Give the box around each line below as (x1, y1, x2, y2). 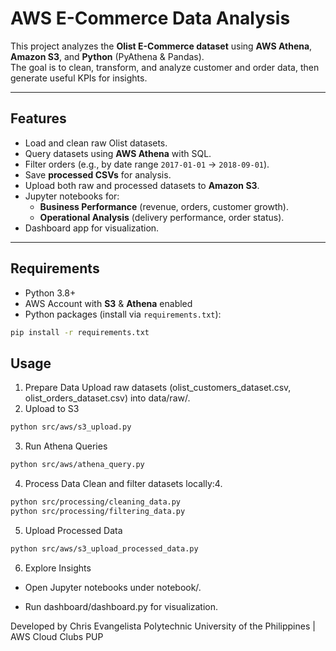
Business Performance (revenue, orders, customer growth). (39, 200, 289, 212)
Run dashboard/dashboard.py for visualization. (24, 600, 219, 612)
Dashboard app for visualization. (24, 222, 160, 234)
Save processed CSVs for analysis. (24, 168, 172, 181)
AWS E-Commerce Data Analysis (10, 7, 291, 30)
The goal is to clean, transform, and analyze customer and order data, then (10, 61, 320, 73)
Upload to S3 (24, 403, 80, 415)
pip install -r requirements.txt (10, 327, 150, 337)
